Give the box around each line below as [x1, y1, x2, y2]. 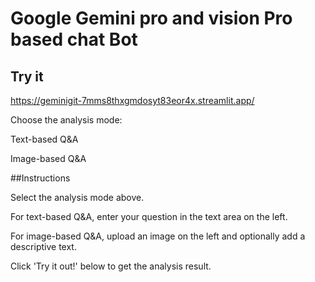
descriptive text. [10, 241, 77, 252]
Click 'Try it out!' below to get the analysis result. [10, 260, 212, 272]
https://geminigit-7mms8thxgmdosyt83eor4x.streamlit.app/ [10, 95, 255, 106]
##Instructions [10, 172, 71, 184]
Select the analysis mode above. [10, 192, 145, 203]
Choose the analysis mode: [10, 114, 123, 126]
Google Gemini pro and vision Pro [10, 7, 293, 30]
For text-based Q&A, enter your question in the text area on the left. [10, 211, 288, 222]
